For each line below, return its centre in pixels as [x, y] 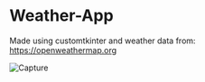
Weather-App [62, 16]
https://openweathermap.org [63, 50]
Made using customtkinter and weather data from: [102, 41]
